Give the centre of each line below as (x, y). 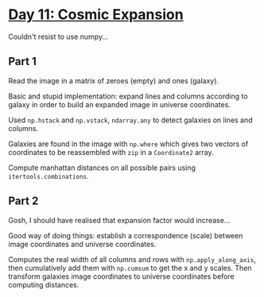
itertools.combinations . (49, 175)
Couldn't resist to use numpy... (58, 37)
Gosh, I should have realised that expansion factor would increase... (119, 220)
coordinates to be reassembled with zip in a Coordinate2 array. (111, 152)
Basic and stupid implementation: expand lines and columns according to (128, 96)
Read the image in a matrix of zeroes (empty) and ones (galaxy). (114, 80)
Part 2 (23, 201)
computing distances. (44, 284)
